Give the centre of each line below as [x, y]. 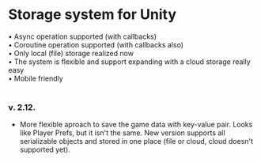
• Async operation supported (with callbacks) [82, 36]
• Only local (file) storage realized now [71, 53]
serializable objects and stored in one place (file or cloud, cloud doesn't [136, 141]
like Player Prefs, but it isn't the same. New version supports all [122, 133]
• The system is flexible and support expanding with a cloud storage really [129, 62]
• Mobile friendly [36, 78]
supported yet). [45, 150]
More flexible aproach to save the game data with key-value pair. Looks [136, 125]
